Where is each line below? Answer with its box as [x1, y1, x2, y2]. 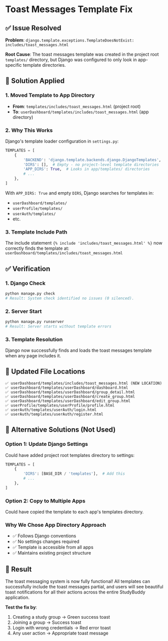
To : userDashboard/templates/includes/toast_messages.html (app [12, 109, 149, 115]
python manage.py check [5, 291, 55, 296]
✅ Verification [5, 264, 50, 273]
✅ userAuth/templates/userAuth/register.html [5, 411, 103, 417]
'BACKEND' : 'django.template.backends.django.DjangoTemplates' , [23, 157, 161, 162]
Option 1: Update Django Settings [5, 441, 88, 448]
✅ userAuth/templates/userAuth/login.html [5, 407, 97, 413]
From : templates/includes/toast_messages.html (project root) [12, 103, 141, 109]
